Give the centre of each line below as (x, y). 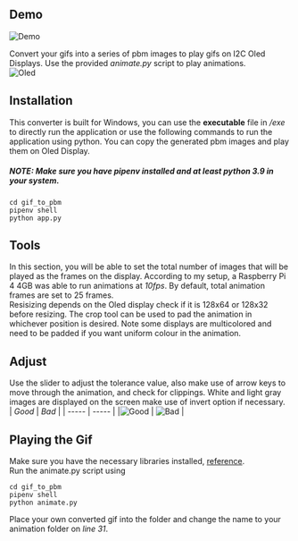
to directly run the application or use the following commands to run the (141, 131)
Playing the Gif (51, 440)
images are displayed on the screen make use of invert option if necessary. (147, 402)
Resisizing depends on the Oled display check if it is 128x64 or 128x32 (139, 305)
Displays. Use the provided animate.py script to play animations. (128, 63)
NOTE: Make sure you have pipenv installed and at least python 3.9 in (141, 171)
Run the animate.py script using (68, 471)
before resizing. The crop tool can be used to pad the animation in (131, 314)
